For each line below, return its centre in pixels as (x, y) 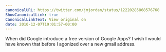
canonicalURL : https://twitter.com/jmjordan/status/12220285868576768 (82, 10)
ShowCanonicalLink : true (32, 15)
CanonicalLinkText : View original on (46, 19)
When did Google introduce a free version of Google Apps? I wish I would (83, 39)
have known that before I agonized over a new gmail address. (70, 44)
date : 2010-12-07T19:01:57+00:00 (41, 24)
